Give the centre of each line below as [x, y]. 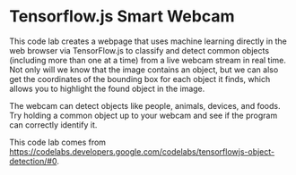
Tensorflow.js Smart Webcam [122, 17]
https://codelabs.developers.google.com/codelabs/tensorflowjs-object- [142, 151]
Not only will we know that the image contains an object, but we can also [144, 70]
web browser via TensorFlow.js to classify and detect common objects [139, 50]
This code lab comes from [57, 142]
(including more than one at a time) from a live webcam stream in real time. [148, 60]
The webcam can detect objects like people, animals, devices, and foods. [145, 105]
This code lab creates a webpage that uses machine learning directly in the [148, 41]
